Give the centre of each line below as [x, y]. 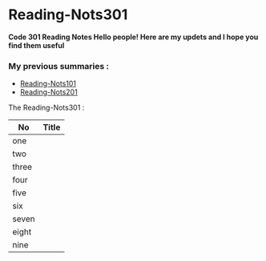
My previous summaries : [59, 66]
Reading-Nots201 [48, 92]
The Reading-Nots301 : [46, 108]
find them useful [36, 45]
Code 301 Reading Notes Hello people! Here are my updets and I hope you [133, 37]
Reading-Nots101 [48, 84]
